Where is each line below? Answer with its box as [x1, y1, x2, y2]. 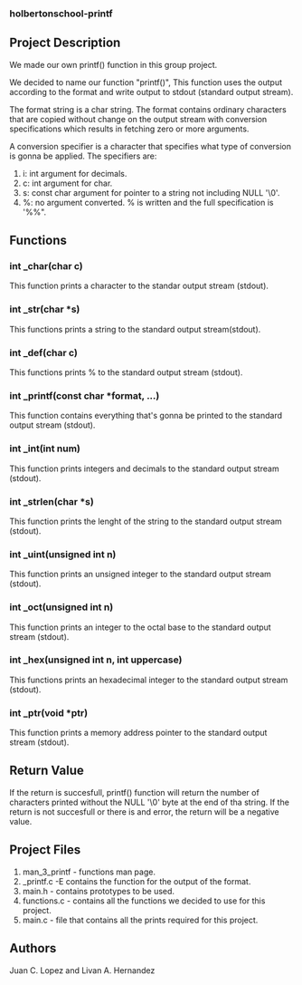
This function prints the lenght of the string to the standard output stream [9, 516, 282, 526]
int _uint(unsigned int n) [9, 547, 117, 560]
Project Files [9, 842, 81, 858]
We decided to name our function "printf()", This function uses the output [9, 76, 283, 88]
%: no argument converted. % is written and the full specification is [22, 197, 274, 208]
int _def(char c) [9, 346, 79, 359]
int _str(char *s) [9, 303, 80, 315]
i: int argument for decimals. [22, 168, 127, 179]
